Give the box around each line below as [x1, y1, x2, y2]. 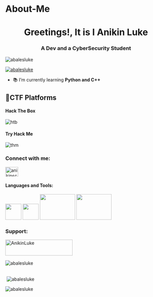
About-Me [5, 3, 50, 15]
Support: [5, 227, 28, 235]
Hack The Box [5, 108, 36, 114]
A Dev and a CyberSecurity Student [40, 45, 132, 52]
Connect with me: [5, 155, 51, 162]
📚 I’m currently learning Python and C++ [12, 76, 101, 82]
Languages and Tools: [5, 182, 54, 188]
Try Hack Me [5, 131, 33, 137]
